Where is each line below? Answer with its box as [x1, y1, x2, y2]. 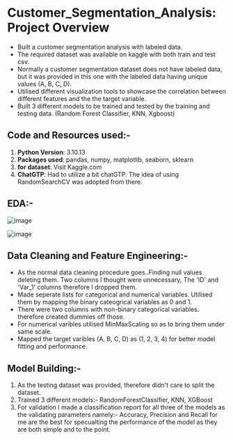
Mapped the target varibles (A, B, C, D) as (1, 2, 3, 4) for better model [17, 335, 216, 343]
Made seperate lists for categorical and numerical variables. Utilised [17, 290, 213, 299]
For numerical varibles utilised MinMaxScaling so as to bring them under [17, 320, 225, 329]
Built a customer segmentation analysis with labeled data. [17, 42, 183, 51]
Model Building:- [7, 362, 81, 374]
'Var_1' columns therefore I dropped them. [17, 283, 138, 292]
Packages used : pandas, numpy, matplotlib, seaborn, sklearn [17, 155, 193, 164]
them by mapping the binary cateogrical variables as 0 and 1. [17, 298, 193, 306]
